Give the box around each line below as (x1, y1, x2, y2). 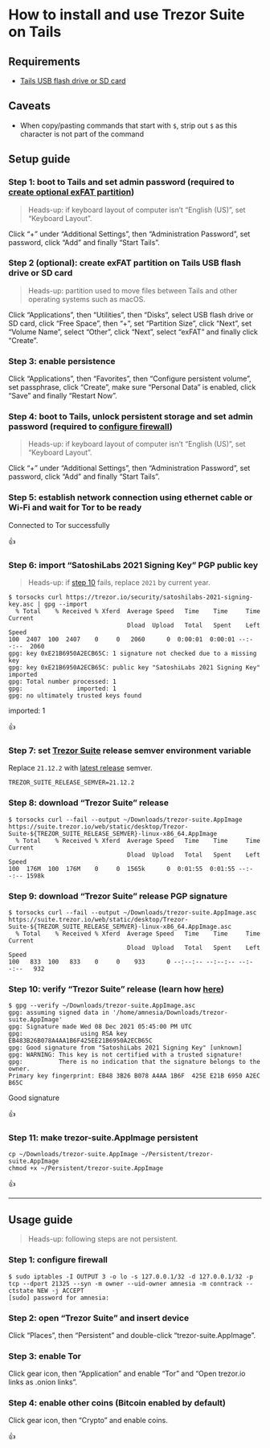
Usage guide (8, 1213, 73, 1226)
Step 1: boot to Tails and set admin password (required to (8, 177, 235, 188)
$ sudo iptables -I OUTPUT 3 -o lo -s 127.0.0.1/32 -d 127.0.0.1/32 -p (8, 1272, 253, 1281)
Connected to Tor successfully (8, 520, 110, 530)
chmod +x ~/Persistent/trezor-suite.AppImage (8, 1164, 163, 1172)
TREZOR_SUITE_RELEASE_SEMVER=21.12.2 (8, 779, 135, 787)
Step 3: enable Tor (8, 1350, 82, 1361)
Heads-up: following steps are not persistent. (27, 1234, 178, 1244)
